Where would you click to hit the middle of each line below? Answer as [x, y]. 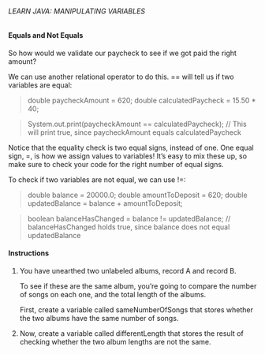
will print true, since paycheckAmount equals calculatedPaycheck [134, 132]
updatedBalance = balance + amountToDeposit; [105, 203]
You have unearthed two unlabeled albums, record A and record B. [128, 271]
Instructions [29, 253]
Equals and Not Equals [46, 35]
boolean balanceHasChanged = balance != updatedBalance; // [129, 218]
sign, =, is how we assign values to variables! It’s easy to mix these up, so [127, 156]
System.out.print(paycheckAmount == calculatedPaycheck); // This [137, 124]
